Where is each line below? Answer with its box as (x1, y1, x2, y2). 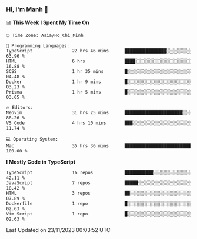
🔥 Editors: (6, 105, 34, 111)
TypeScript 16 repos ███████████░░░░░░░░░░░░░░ (6, 170, 191, 176)
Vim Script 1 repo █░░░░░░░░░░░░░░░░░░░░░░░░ (6, 211, 191, 217)
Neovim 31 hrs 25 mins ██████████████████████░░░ (6, 110, 191, 116)
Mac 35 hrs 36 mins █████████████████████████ (6, 143, 191, 149)
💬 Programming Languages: (6, 43, 69, 49)
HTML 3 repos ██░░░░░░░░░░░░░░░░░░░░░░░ (6, 191, 191, 197)
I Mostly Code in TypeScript (6, 158, 75, 165)
